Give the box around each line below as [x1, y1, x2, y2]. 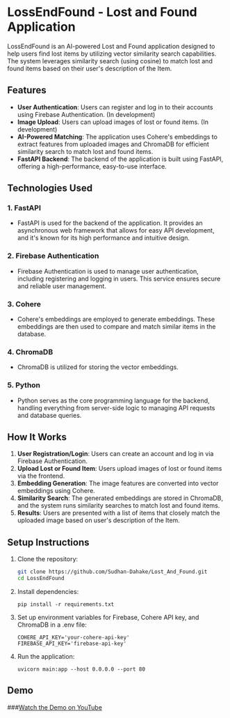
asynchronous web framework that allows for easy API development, [17, 226, 215, 235]
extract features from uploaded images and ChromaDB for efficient [17, 140, 210, 148]
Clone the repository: [17, 555, 79, 563]
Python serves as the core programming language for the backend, [17, 396, 210, 405]
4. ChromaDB [7, 347, 54, 357]
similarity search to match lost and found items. [17, 147, 154, 155]
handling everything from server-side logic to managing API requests [17, 403, 215, 412]
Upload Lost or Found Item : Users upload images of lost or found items [17, 465, 222, 473]
